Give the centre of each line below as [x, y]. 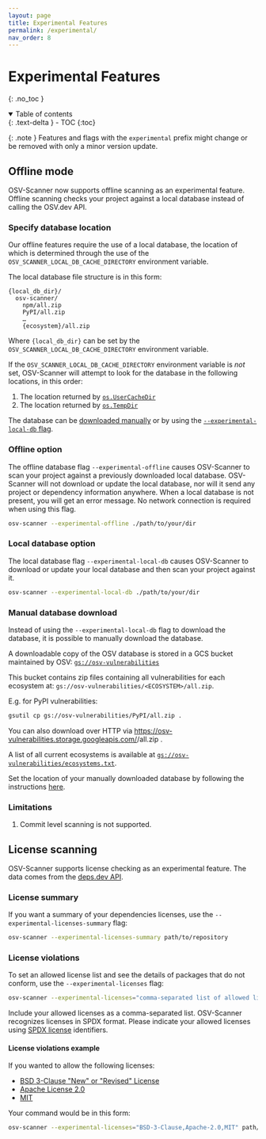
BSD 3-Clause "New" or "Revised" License [89, 1081]
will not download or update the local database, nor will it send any [146, 483]
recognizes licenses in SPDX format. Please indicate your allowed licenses [129, 1022]
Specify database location [60, 227]
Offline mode [41, 171]
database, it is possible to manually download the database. [106, 638]
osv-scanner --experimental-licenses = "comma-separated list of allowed [129, 998]
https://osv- [153, 730]
